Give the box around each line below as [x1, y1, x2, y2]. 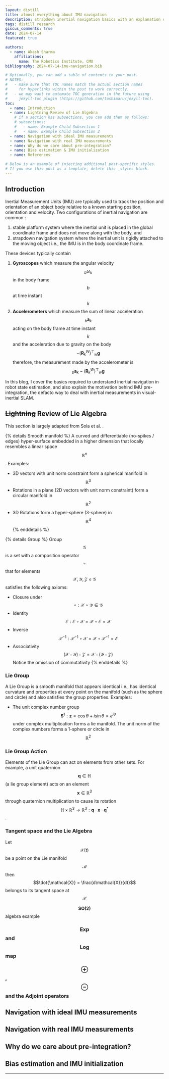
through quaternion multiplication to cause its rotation [5, 798, 117, 804]
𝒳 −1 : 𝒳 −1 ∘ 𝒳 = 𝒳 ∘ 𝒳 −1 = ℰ [58, 634, 118, 642]
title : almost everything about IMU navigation [5, 12, 107, 17]
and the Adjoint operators [5, 992, 69, 999]
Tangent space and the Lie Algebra [5, 827, 92, 835]
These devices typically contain [5, 250, 71, 256]
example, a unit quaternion [5, 765, 61, 771]
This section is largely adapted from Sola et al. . [5, 423, 104, 429]
